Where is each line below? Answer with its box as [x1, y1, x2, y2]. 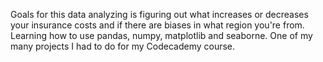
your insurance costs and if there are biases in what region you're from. [10, 19, 305, 31]
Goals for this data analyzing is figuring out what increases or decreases [10, 9, 309, 20]
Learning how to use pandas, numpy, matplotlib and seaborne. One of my [10, 30, 313, 41]
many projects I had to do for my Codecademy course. [10, 40, 236, 52]
